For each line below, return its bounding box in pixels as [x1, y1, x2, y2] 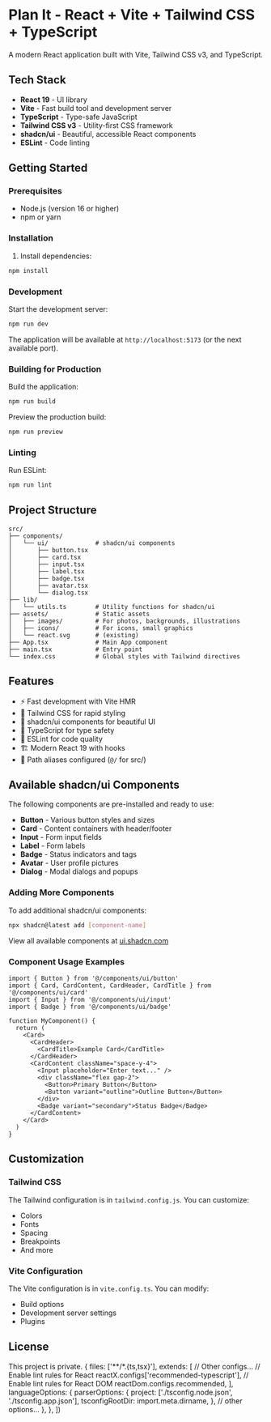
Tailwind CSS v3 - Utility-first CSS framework [19, 120, 174, 130]
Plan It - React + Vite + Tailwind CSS [8, 6, 256, 24]
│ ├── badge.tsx [8, 574, 85, 582]
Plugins [19, 1316, 46, 1326]
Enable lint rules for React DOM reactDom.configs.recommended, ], [8, 1378, 234, 1388]
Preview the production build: [8, 411, 107, 422]
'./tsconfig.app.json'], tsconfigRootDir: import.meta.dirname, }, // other [8, 1395, 243, 1406]
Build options [19, 1299, 65, 1309]
